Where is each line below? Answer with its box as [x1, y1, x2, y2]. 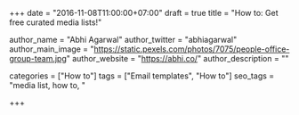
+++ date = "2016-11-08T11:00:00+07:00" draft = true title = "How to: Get [9, 8, 279, 18]
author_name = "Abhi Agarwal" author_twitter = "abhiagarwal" [9, 35, 238, 45]
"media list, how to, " [9, 80, 86, 90]
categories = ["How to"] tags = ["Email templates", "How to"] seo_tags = [9, 70, 275, 81]
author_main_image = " [9, 44, 95, 54]
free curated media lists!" [9, 17, 102, 28]
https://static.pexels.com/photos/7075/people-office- [93, 44, 290, 54]
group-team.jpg [9, 53, 67, 63]
